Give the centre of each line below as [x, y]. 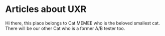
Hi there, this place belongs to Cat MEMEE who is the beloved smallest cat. [83, 23]
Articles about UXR [46, 9]
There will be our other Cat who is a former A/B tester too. [65, 28]
